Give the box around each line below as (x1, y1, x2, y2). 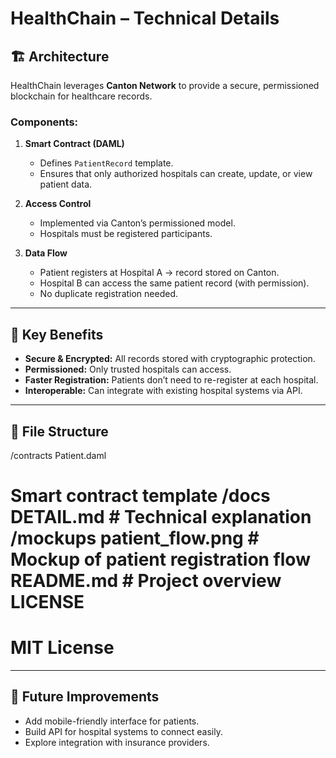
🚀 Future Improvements (10, 688, 160, 706)
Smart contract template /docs (10, 485, 271, 507)
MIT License (10, 637, 115, 659)
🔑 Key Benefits (10, 326, 104, 343)
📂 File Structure (10, 423, 109, 440)
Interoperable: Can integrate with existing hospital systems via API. (24, 385, 303, 397)
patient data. (39, 178, 93, 191)
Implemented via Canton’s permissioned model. (39, 217, 236, 229)
